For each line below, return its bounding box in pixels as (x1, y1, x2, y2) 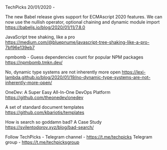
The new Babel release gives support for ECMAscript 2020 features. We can (5, 14, 163, 19)
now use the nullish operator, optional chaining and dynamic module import (5, 19, 160, 25)
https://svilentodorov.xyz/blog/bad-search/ (5, 124, 94, 130)
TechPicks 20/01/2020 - (5, 4, 55, 10)
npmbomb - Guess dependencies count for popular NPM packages (5, 54, 144, 60)
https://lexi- (122, 69, 146, 75)
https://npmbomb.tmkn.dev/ (5, 60, 63, 65)
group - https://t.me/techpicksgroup (5, 139, 80, 145)
